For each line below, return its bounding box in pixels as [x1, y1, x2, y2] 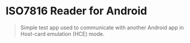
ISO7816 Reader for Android [5, 4, 147, 18]
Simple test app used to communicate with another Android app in [20, 24, 184, 31]
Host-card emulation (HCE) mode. [20, 30, 105, 37]
